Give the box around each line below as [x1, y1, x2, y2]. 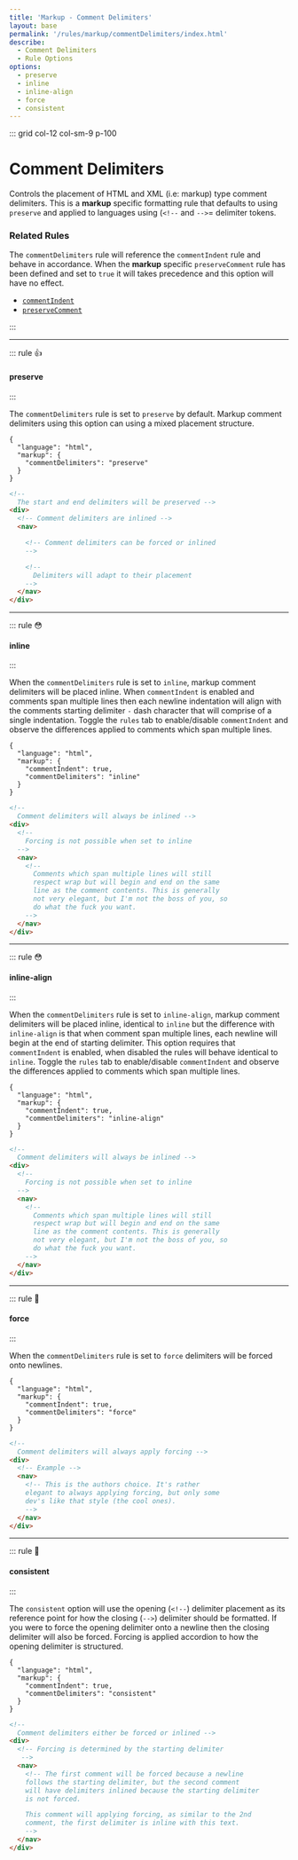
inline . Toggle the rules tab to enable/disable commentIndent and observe [9, 1056, 279, 1067]
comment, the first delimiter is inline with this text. [25, 1818, 240, 1828]
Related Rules [9, 230, 70, 242]
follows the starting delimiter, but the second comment [25, 1777, 240, 1786]
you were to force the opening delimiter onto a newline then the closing [9, 1621, 270, 1633]
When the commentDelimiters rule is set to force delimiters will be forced [9, 1350, 273, 1360]
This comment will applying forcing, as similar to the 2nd [25, 1810, 252, 1819]
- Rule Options [17, 54, 74, 63]
